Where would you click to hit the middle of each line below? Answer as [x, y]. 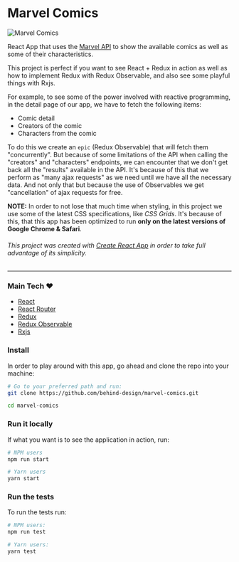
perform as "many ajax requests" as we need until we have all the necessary [119, 177]
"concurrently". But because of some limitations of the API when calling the [118, 154]
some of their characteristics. [51, 54]
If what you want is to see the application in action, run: [88, 440]
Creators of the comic [50, 125]
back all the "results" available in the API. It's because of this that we [108, 169]
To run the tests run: [37, 512]
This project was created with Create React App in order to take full [107, 245]
